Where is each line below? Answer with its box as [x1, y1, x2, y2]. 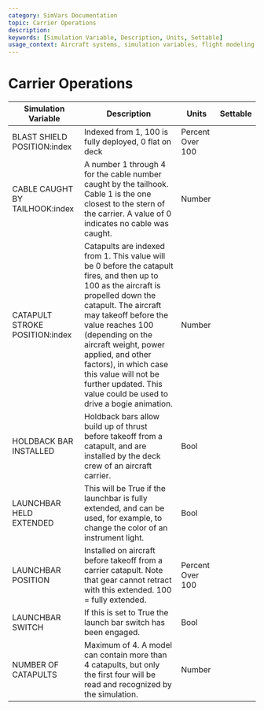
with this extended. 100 [83, 585, 172, 596]
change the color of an [83, 522, 168, 533]
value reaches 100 [83, 320, 154, 331]
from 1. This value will [83, 251, 166, 262]
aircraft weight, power [83, 340, 165, 351]
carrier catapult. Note [83, 565, 163, 576]
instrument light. [83, 533, 145, 544]
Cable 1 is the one [83, 188, 152, 199]
